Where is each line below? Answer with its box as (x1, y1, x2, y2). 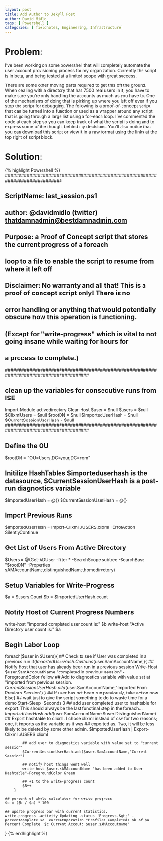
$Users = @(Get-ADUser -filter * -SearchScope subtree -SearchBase (5, 556, 145, 562)
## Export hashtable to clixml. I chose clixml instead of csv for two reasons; (5, 716, 158, 722)
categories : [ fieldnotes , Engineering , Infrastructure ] (5, 25, 123, 30)
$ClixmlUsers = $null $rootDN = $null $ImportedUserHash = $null (5, 412, 138, 418)
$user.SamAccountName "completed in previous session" (5, 669, 122, 675)
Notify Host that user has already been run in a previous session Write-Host (5, 664, 158, 670)
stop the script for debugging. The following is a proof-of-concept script (5, 103, 151, 109)
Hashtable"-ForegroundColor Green (5, 771, 76, 776)
